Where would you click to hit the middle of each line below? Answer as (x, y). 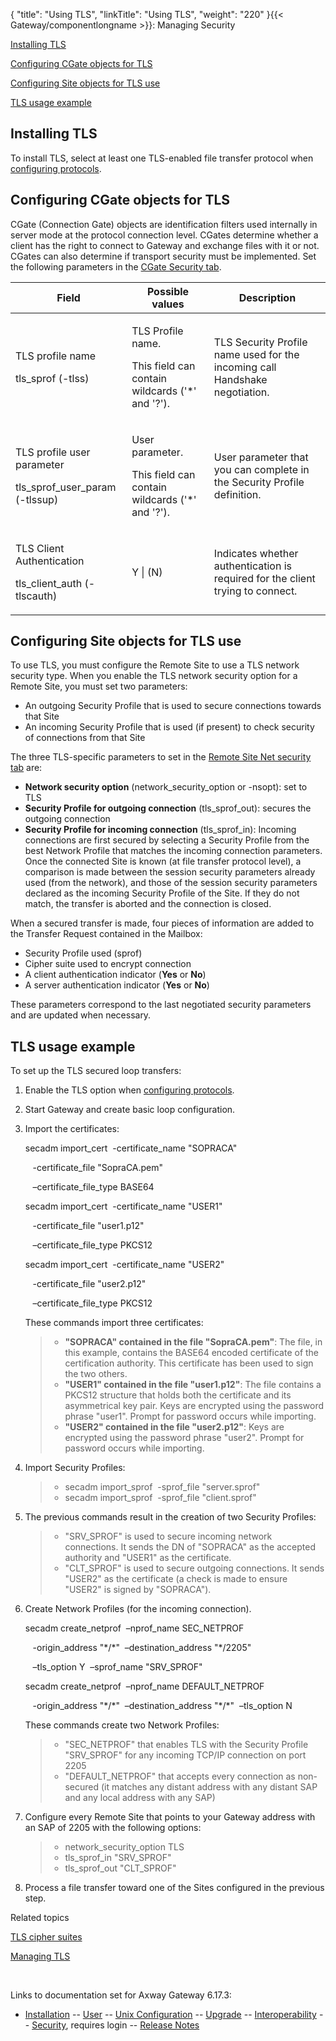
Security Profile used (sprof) (83, 953)
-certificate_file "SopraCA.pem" (98, 1168)
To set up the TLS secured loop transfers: (96, 1071)
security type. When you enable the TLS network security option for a (154, 676)
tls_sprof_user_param (66, 487)
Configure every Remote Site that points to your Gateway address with (170, 1817)
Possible (168, 291)
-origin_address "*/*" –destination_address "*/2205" (142, 1648)
